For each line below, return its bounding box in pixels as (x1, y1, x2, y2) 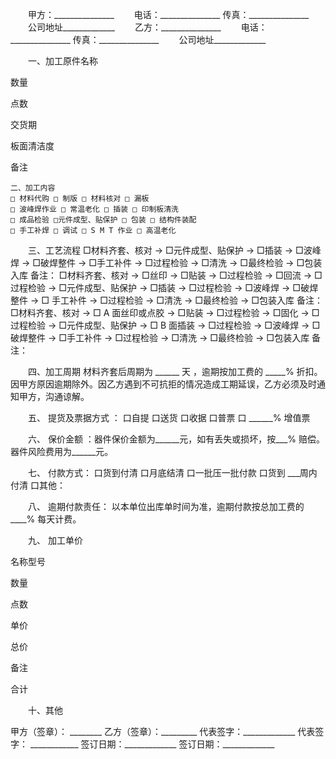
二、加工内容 (10, 183, 56, 193)
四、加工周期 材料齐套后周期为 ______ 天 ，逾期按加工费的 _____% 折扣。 (27, 366, 323, 377)
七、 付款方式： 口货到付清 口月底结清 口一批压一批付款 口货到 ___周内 (27, 467, 318, 478)
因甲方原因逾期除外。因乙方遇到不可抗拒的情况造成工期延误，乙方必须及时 (10, 378, 317, 390)
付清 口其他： (10, 479, 66, 491)
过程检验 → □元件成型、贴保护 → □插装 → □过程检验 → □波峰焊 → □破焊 (10, 282, 319, 293)
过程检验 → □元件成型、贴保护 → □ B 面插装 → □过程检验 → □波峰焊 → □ (10, 319, 321, 331)
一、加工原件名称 (27, 55, 98, 67)
